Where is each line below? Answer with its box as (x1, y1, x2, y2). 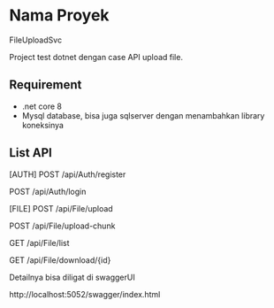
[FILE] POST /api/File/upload (9, 203, 113, 213)
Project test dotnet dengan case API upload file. (9, 51, 184, 62)
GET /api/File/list (9, 237, 70, 248)
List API (9, 145, 53, 160)
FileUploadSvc (9, 35, 63, 45)
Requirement (9, 77, 82, 93)
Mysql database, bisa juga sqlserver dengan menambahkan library (21, 110, 265, 120)
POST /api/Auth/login (9, 186, 87, 196)
